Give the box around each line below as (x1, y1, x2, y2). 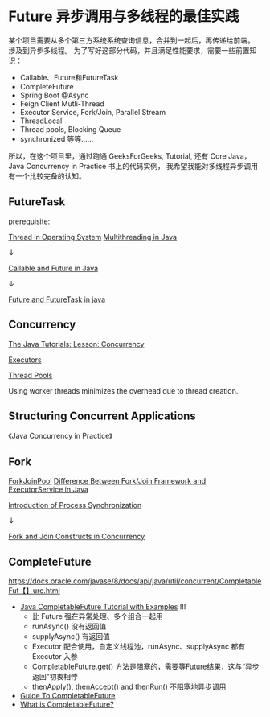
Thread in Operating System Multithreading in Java (8, 232, 178, 241)
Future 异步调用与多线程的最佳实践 (8, 7, 239, 26)
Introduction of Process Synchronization (8, 501, 142, 510)
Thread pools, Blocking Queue (19, 124, 121, 134)
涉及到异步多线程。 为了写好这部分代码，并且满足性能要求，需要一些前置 (8, 45, 250, 55)
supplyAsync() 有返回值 (31, 632, 111, 641)
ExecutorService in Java (8, 484, 89, 495)
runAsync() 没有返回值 (31, 621, 107, 631)
